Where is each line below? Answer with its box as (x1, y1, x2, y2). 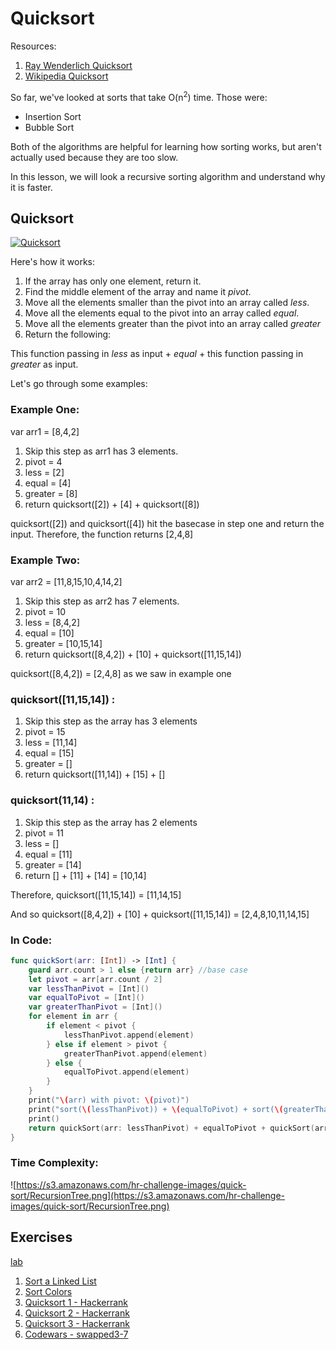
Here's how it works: (10, 256, 96, 268)
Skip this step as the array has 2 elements (24, 816, 198, 828)
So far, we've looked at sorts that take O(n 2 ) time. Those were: (10, 89, 268, 103)
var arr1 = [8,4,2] (10, 425, 80, 437)
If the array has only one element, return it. (24, 275, 202, 287)
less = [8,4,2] (24, 617, 81, 628)
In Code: (10, 933, 53, 947)
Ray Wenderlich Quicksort (24, 59, 133, 71)
